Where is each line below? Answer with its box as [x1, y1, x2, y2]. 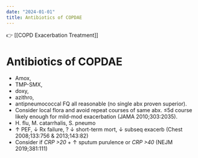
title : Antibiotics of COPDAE [6, 14, 83, 21]
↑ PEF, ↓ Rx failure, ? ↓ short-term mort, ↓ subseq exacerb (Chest [14, 126, 183, 133]
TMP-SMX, [14, 81, 43, 88]
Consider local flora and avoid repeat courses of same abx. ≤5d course [14, 107, 193, 114]
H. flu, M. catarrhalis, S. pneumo [14, 119, 96, 127]
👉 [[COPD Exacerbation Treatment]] [6, 31, 98, 39]
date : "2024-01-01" [6, 8, 56, 15]
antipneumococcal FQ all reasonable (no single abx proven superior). [14, 100, 187, 107]
